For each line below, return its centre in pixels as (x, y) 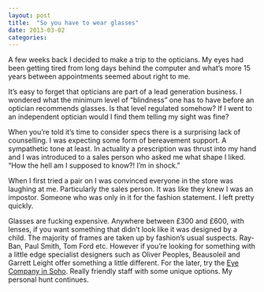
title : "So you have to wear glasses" (74, 23)
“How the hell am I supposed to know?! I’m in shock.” (94, 165)
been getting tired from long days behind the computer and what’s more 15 (129, 68)
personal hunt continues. (48, 279)
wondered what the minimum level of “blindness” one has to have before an (131, 100)
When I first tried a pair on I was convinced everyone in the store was (121, 181)
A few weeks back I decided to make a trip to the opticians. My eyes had (126, 60)
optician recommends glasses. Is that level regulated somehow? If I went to (130, 109)
